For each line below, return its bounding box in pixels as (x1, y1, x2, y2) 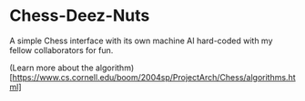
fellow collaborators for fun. (9, 44, 114, 55)
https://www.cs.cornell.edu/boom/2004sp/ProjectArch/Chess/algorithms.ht (12, 71, 296, 82)
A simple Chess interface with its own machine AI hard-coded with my (9, 35, 273, 46)
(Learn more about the (9, 62, 94, 73)
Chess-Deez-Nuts (9, 5, 150, 26)
